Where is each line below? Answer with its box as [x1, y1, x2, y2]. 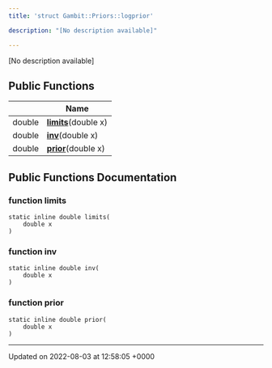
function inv [8, 246, 57, 257]
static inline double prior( [8, 315, 107, 324]
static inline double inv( [8, 264, 100, 273]
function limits [8, 195, 67, 206]
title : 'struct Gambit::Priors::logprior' [8, 11, 154, 20]
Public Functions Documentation [8, 171, 177, 184]
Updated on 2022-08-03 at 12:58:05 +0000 [8, 351, 155, 361]
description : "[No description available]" [8, 26, 158, 35]
